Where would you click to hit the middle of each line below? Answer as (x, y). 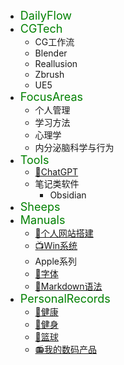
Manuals (42, 220)
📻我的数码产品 (65, 349)
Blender (51, 53)
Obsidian (68, 195)
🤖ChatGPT (56, 172)
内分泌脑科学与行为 (74, 147)
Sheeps (40, 207)
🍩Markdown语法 (68, 286)
